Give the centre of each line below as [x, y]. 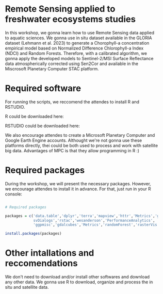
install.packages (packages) [33, 234]
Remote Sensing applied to [60, 9]
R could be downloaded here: [34, 116]
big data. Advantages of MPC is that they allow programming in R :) [72, 150]
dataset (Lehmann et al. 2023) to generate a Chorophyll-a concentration [77, 43]
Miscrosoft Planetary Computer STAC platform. [52, 68]
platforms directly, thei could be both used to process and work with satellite [81, 145]
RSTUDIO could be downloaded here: [42, 126]
